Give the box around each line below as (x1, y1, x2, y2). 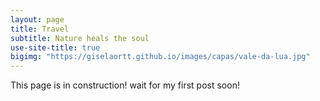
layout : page (10, 14, 65, 25)
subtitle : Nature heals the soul (10, 33, 150, 43)
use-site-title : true (10, 42, 101, 53)
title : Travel (10, 24, 70, 34)
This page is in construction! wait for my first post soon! (10, 79, 240, 91)
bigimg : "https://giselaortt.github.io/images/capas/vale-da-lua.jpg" (10, 52, 311, 62)
